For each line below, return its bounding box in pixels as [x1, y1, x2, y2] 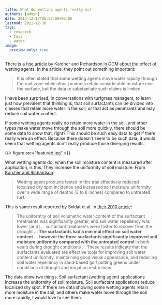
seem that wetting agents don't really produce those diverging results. [5, 140, 145, 146]
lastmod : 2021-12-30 [5, 20, 47, 26]
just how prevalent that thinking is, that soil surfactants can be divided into [5, 100, 153, 106]
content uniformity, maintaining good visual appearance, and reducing [16, 254, 157, 260]
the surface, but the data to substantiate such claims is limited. [16, 86, 142, 91]
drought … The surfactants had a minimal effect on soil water [16, 229, 142, 234]
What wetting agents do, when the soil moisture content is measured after [5, 159, 152, 165]
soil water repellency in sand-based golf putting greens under [16, 259, 140, 265]
